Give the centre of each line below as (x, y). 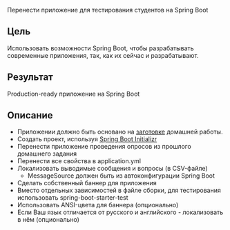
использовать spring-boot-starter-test (73, 198)
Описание (30, 115)
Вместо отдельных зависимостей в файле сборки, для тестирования (119, 190)
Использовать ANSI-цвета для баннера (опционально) (98, 205)
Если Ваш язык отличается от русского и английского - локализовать (120, 212)
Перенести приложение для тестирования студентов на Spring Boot (108, 10)
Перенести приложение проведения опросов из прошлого (104, 147)
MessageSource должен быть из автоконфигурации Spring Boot (121, 176)
